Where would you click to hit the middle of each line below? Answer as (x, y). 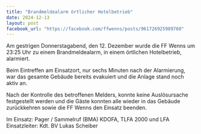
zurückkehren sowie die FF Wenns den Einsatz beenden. (77, 108)
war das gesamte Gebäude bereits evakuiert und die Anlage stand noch (95, 77)
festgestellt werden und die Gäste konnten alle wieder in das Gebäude (93, 101)
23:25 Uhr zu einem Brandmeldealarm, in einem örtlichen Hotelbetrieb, (94, 53)
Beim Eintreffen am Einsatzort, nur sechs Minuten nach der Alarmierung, (96, 71)
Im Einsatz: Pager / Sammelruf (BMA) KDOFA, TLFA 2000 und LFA (88, 120)
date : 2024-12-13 (28, 18)
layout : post (23, 23)
